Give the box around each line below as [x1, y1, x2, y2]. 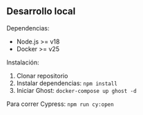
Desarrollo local [6, 6, 76, 17]
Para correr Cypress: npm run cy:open [6, 100, 115, 108]
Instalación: [6, 58, 39, 67]
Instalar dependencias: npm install [16, 79, 118, 87]
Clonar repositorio [16, 71, 68, 80]
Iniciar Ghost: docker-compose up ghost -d [16, 86, 137, 94]
